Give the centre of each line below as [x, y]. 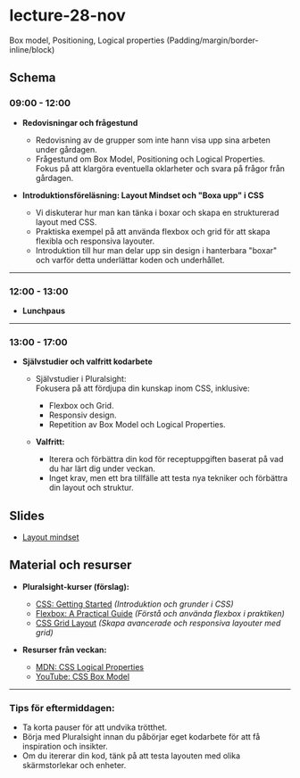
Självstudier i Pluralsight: [81, 379]
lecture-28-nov [68, 16]
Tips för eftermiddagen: [62, 708]
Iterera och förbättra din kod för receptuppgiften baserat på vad [166, 459]
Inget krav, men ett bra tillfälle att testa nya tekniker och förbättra [168, 478]
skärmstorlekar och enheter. [74, 766]
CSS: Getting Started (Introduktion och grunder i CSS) [134, 604]
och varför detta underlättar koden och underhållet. [130, 260]
